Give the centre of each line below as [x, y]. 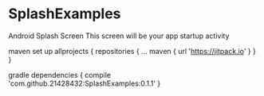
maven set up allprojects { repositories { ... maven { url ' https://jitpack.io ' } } [132, 51]
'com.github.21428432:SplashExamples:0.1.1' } [85, 83]
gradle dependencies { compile [60, 75]
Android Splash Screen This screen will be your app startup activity [119, 36]
